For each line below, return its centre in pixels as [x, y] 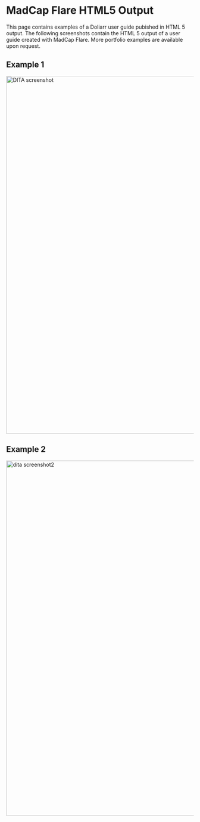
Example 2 [26, 449]
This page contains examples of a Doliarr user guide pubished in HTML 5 [96, 27]
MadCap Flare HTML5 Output [80, 10]
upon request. [23, 46]
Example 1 [25, 65]
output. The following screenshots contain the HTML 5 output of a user [93, 33]
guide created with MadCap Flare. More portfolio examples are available [95, 39]
